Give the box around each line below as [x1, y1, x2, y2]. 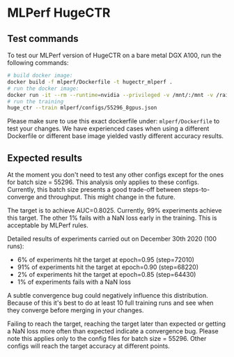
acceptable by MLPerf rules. [7, 221, 88, 229]
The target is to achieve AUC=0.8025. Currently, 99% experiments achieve [7, 206, 222, 215]
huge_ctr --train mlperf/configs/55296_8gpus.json [7, 105, 157, 112]
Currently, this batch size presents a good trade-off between [7, 185, 182, 194]
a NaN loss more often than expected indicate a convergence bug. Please [7, 327, 219, 335]
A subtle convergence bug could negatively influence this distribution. [7, 291, 208, 300]
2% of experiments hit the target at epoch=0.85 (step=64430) [17, 271, 196, 279]
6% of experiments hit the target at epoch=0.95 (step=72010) [17, 256, 195, 264]
